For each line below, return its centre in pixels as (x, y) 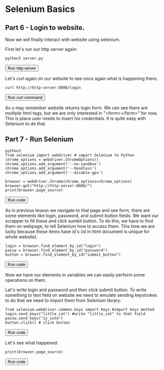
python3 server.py (24, 58)
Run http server (22, 68)
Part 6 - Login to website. (45, 28)
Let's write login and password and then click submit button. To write (76, 290)
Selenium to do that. (26, 124)
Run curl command (25, 97)
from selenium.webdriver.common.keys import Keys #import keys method (80, 309)
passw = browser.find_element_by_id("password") (56, 250)
